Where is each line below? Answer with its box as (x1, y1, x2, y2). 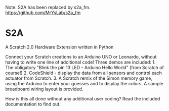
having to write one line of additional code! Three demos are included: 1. (5, 59, 156, 65)
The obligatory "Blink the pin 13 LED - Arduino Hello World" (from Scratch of (5, 64, 164, 70)
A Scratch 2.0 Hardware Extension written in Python (5, 44, 114, 50)
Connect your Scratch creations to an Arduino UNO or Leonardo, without (5, 53, 157, 60)
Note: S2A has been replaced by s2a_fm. (5, 5, 91, 10)
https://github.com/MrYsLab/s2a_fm (5, 10, 81, 16)
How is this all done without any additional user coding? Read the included (5, 95, 160, 101)
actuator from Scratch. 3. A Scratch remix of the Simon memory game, (5, 75, 153, 81)
